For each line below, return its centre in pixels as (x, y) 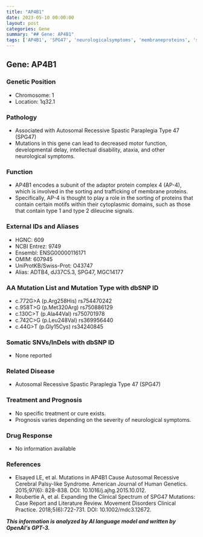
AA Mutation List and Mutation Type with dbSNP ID (82, 287)
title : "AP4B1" (25, 12)
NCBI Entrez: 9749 (38, 246)
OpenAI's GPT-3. (28, 528)
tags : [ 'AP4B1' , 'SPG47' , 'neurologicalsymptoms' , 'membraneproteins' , (98, 40)
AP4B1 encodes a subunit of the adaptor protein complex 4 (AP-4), (98, 185)
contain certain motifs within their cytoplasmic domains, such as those (103, 204)
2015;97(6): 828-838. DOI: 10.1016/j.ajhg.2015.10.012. (81, 490)
